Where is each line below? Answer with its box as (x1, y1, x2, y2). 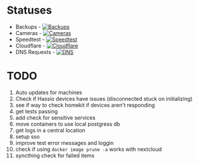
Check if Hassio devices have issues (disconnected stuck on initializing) (15, 95, 193, 102)
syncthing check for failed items (15, 152, 95, 159)
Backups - (15, 23, 41, 30)
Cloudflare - (15, 42, 45, 49)
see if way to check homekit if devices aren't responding (15, 101, 155, 109)
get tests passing (15, 107, 58, 115)
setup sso (15, 133, 40, 140)
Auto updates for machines (15, 88, 82, 96)
